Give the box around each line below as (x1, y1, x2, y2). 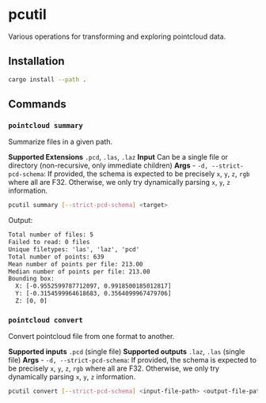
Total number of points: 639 (8, 253, 104, 261)
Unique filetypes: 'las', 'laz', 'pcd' (8, 245, 140, 254)
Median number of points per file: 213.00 (8, 267, 150, 276)
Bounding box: (8, 275, 55, 283)
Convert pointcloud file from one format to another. (8, 332, 175, 341)
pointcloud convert (8, 315, 83, 325)
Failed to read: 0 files (8, 239, 90, 247)
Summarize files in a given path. (8, 137, 113, 147)
